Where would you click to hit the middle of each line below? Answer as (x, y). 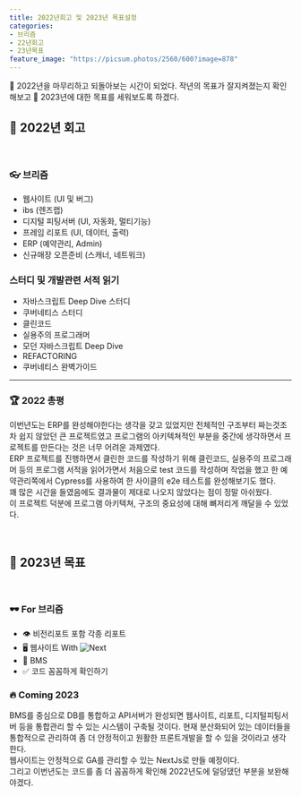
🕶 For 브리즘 (37, 610)
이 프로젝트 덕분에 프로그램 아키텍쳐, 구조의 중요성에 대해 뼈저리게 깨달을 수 (141, 503)
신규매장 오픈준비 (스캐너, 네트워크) (84, 255)
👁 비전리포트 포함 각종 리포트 (74, 633)
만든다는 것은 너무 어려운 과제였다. (100, 447)
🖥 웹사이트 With (50, 647)
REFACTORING (50, 356)
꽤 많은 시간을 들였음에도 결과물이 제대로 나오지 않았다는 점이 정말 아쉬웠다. (141, 492)
